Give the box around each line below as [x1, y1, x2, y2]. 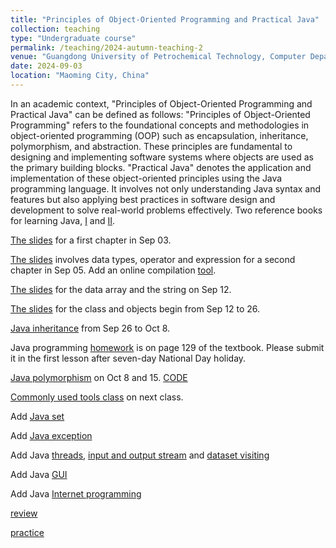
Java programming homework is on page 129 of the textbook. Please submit [10, 341, 325, 353]
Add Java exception [10, 429, 93, 441]
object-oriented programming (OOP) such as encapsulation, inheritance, [10, 129, 309, 141]
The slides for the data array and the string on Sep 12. [10, 283, 232, 295]
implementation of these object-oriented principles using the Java [10, 172, 283, 184]
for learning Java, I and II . [10, 214, 116, 226]
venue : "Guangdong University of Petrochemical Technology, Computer [10, 52, 307, 62]
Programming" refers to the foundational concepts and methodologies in [10, 119, 310, 131]
